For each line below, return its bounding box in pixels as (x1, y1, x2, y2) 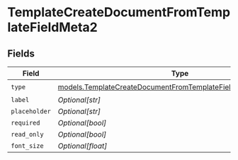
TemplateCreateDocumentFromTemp (7, 4, 231, 21)
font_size (11, 142, 44, 149)
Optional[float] (57, 141, 108, 151)
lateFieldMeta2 (7, 19, 98, 35)
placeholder (11, 108, 52, 115)
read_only (11, 130, 44, 138)
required (11, 119, 40, 127)
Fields (7, 47, 35, 59)
